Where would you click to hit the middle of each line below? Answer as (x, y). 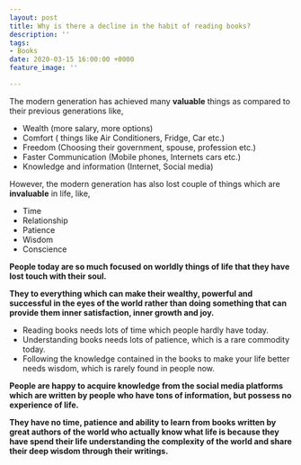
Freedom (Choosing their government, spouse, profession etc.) (139, 147)
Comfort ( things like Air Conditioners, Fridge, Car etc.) (124, 138)
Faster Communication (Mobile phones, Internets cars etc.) (131, 156)
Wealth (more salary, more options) (88, 128)
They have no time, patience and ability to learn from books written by (143, 422)
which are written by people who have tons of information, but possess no (150, 395)
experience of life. (44, 405)
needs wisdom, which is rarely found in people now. (119, 368)
